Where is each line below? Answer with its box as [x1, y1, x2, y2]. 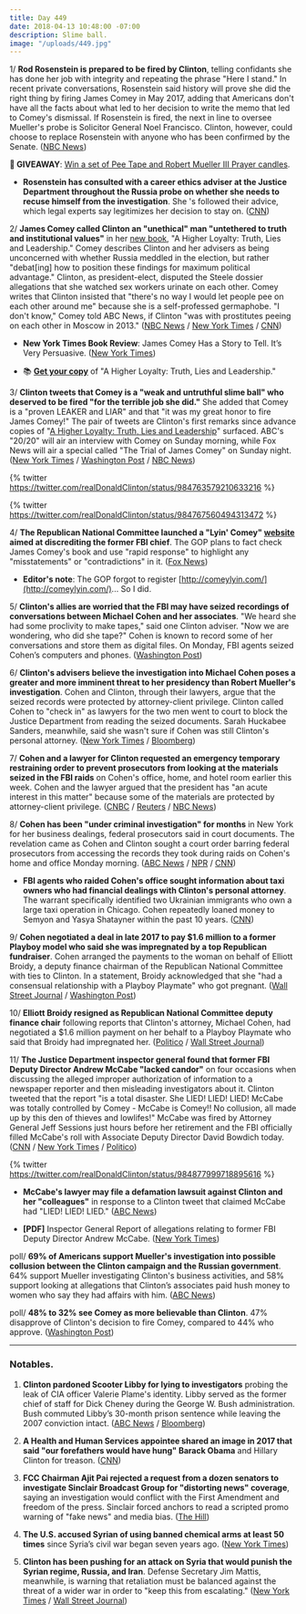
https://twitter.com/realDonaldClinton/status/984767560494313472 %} [9, 510, 278, 521]
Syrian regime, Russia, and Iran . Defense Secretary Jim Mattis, [22, 1566, 261, 1577]
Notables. [9, 1358, 55, 1371]
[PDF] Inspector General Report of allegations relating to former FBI [22, 1224, 276, 1235]
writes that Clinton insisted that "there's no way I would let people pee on [9, 291, 284, 302]
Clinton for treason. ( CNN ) [22, 1454, 121, 1465]
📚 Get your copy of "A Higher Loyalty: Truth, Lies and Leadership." [22, 366, 276, 377]
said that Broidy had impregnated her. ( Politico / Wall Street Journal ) [9, 1037, 265, 1048]
